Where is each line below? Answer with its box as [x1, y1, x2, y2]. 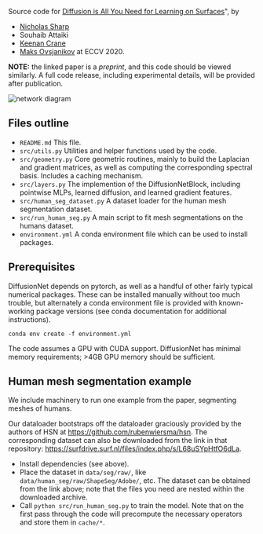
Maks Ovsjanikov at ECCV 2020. [19, 47, 125, 56]
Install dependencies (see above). [19, 459, 130, 469]
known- [218, 298, 244, 307]
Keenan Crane [19, 38, 67, 48]
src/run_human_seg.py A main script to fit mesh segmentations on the [19, 212, 243, 222]
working [8, 306, 35, 316]
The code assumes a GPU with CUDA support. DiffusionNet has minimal [8, 343, 242, 353]
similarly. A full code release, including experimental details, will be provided [8, 71, 255, 79]
